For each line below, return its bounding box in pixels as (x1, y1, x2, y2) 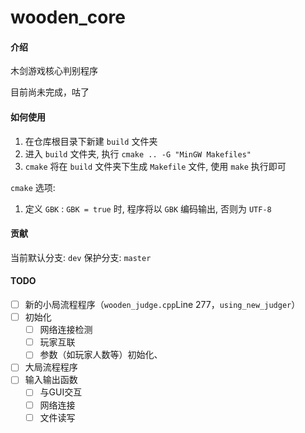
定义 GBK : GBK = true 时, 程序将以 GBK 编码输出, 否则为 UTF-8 (24, 202, 272, 215)
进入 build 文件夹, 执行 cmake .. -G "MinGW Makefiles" (24, 147, 252, 160)
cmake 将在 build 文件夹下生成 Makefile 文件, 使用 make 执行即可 (24, 160, 287, 172)
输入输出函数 (24, 374, 78, 386)
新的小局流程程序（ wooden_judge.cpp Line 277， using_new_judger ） (24, 299, 301, 310)
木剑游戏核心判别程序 (10, 65, 98, 77)
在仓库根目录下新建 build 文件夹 (24, 135, 158, 147)
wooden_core (10, 6, 126, 29)
